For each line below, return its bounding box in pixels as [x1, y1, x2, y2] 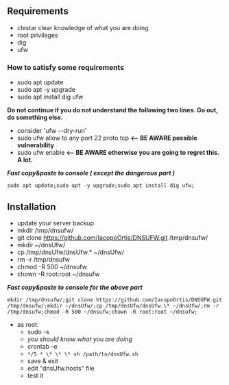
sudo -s [27, 327, 49, 336]
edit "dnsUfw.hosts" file [27, 364, 95, 372]
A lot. [16, 156, 33, 164]
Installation [7, 201, 56, 212]
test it [27, 371, 44, 380]
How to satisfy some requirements [7, 62, 125, 72]
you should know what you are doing [27, 335, 132, 343]
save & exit [27, 356, 58, 365]
